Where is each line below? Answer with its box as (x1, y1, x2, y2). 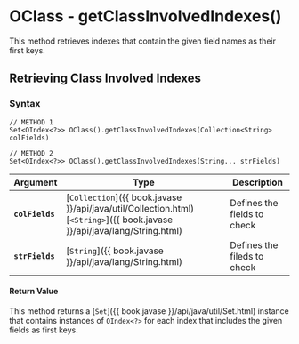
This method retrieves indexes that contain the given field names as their (9, 36, 276, 46)
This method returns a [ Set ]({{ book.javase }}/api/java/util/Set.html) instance (9, 305, 289, 316)
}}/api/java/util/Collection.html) (66, 202, 195, 214)
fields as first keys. (9, 324, 78, 335)
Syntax (9, 98, 41, 110)
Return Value (9, 286, 59, 297)
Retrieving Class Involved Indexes (9, 71, 202, 86)
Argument (13, 176, 58, 188)
